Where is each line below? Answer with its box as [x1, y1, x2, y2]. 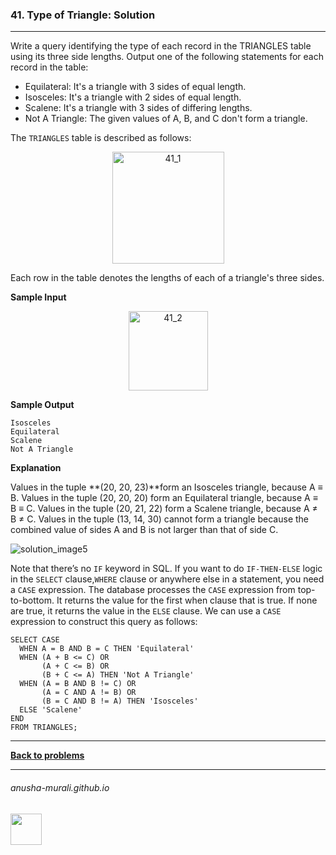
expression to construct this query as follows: [10, 616, 198, 628]
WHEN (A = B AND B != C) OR [19, 679, 137, 689]
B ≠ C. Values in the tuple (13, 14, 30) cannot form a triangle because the [10, 513, 310, 525]
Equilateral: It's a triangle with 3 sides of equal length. [24, 81, 247, 93]
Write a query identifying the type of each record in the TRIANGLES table [10, 40, 312, 52]
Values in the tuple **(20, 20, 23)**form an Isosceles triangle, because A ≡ [10, 481, 323, 493]
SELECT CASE [10, 635, 60, 645]
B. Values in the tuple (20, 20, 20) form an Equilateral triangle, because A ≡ [10, 492, 318, 504]
